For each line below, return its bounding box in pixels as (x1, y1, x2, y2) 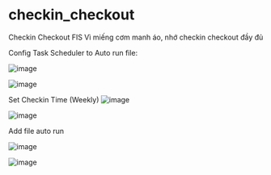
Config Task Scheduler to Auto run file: (8, 48, 138, 57)
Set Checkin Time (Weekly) (8, 94, 100, 104)
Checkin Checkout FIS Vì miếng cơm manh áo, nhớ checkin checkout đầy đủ (8, 32, 264, 42)
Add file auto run (8, 126, 65, 135)
